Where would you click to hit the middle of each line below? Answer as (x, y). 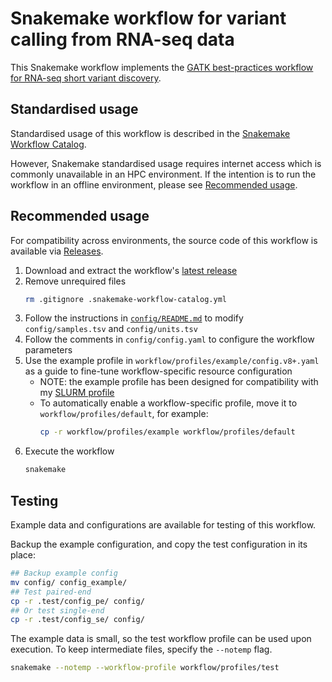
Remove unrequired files (75, 281)
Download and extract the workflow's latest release (131, 270)
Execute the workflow (69, 451)
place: (23, 555)
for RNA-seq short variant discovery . (86, 78)
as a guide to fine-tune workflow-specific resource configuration (158, 371)
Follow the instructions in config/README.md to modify (134, 318)
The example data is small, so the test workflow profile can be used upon (161, 639)
